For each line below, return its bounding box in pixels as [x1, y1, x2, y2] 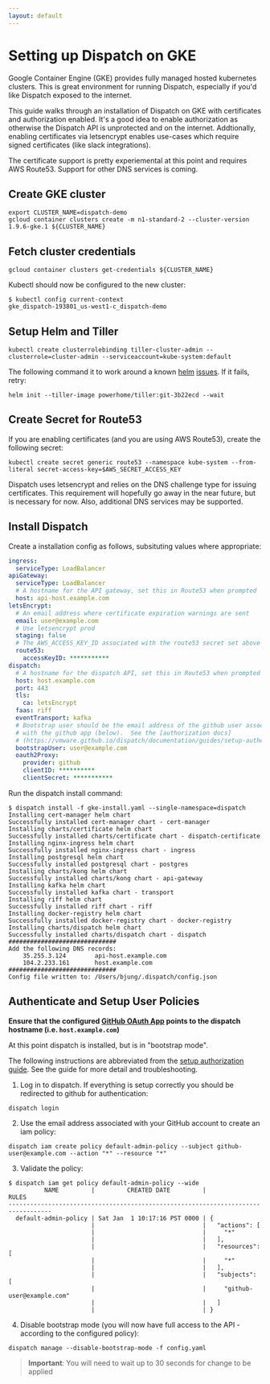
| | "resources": [91, 1242, 261, 1250]
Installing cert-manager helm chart [8, 810, 131, 819]
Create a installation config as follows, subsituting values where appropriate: [8, 541, 262, 551]
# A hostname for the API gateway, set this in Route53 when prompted [15, 587, 257, 595]
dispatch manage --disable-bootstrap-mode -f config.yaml [8, 1344, 207, 1352]
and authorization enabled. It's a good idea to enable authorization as [8, 114, 239, 124]
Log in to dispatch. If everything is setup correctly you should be [19, 1080, 235, 1089]
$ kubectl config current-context [8, 295, 125, 304]
